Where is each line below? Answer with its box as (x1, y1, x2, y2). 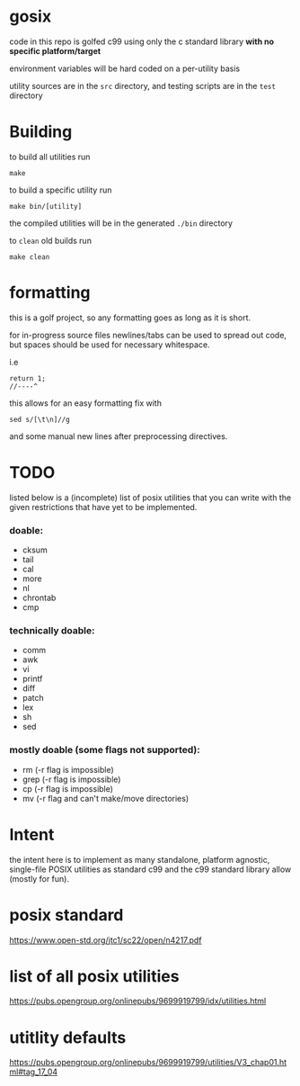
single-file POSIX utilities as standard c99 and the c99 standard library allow (9, 864, 292, 875)
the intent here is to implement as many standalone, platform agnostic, (9, 854, 270, 865)
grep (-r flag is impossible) (22, 774, 121, 785)
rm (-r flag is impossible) (22, 764, 114, 775)
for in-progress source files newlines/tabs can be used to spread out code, (9, 329, 287, 340)
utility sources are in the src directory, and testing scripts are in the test (9, 80, 277, 91)
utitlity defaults (9, 1028, 127, 1047)
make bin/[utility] (9, 202, 83, 211)
